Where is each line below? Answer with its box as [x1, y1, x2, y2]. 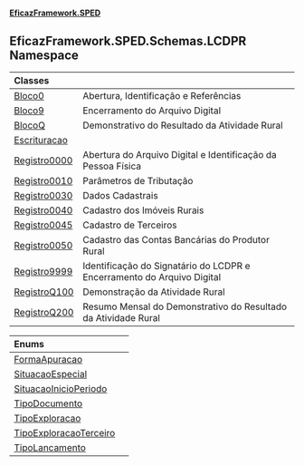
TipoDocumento [14, 397, 83, 410]
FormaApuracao [14, 354, 83, 366]
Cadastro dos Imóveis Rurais [82, 204, 204, 217]
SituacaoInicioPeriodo [14, 383, 108, 395]
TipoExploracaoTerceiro [14, 427, 116, 440]
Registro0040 [14, 204, 73, 217]
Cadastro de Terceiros [82, 218, 177, 231]
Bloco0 [14, 90, 45, 102]
